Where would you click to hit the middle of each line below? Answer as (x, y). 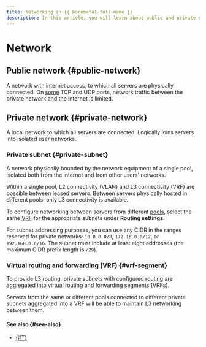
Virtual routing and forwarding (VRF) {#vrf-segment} (87, 265)
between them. (25, 310)
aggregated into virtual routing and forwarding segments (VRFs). (88, 285)
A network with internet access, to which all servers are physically (90, 85)
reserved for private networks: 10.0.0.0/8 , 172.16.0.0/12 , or (83, 236)
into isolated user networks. (41, 139)
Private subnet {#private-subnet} (57, 155)
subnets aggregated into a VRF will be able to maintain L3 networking (94, 303)
